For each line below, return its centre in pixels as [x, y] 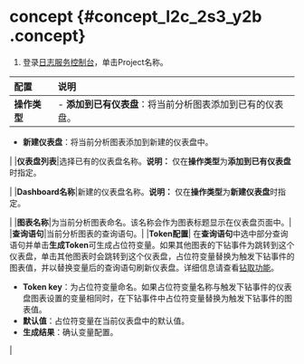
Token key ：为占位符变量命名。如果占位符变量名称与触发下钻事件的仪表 [157, 286]
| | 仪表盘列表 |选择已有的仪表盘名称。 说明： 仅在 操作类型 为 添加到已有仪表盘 [150, 161]
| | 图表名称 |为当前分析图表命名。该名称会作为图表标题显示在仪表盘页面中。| [151, 222]
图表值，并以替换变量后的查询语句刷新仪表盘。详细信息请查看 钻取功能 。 [144, 267]
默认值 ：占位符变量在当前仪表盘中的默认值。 [106, 321]
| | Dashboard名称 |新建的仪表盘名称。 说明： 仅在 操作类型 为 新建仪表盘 [140, 191]
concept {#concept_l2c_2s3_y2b [136, 17]
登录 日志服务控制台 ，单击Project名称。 [95, 62]
